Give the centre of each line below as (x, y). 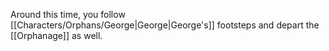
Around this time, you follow (68, 14)
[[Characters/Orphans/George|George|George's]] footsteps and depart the (165, 25)
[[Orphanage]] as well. (56, 35)
